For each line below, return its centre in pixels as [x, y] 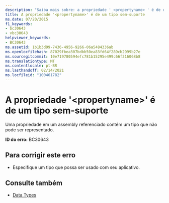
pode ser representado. [30, 130]
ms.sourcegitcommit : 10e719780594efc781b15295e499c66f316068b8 [73, 56]
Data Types [24, 195]
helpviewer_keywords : [28, 38]
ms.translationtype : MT [30, 61]
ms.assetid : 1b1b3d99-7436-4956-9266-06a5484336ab [59, 47]
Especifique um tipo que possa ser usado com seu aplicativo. [76, 167]
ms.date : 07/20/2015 [27, 19]
